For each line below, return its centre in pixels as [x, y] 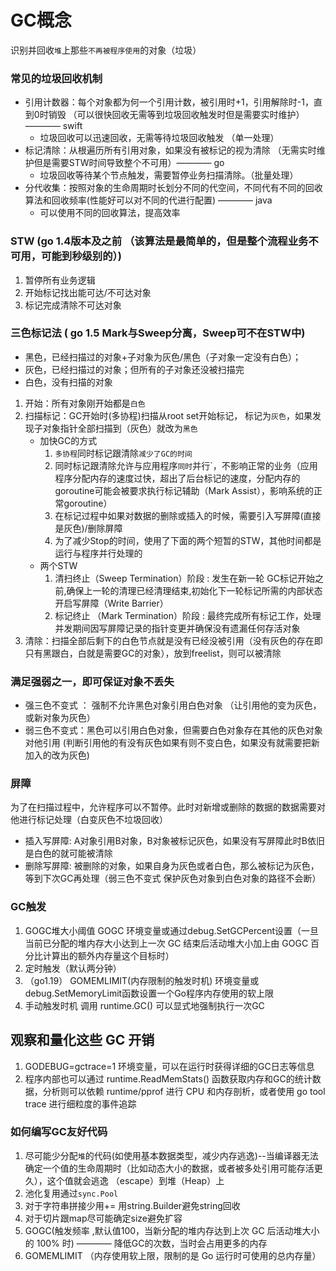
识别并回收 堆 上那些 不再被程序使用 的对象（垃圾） [106, 50]
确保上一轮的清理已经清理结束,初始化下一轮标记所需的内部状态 [194, 590]
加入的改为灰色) [57, 755]
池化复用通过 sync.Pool [71, 1193]
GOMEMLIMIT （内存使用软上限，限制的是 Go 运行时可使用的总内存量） [173, 1255]
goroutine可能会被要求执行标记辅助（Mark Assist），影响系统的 [184, 490]
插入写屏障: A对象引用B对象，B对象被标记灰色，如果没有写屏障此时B [166, 841]
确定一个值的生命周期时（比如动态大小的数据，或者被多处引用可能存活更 [173, 1168]
